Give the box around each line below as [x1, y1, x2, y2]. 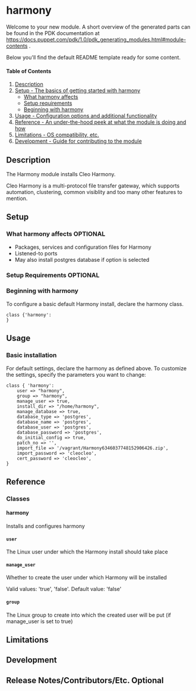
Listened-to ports [14, 249, 58, 257]
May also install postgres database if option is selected [14, 256, 150, 263]
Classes [6, 495, 30, 503]
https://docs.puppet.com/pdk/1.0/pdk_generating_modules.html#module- [6, 36, 186, 43]
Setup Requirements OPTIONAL [6, 271, 100, 279]
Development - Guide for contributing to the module [14, 137, 143, 145]
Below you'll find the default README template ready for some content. [6, 54, 181, 61]
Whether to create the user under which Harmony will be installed [6, 574, 167, 581]
